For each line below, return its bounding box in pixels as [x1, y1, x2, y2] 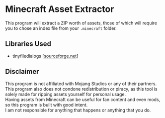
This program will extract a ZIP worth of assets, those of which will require [5, 20, 158, 26]
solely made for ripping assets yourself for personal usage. [5, 91, 126, 97]
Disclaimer [5, 67, 39, 76]
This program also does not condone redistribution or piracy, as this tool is [5, 86, 158, 92]
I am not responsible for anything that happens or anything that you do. [5, 107, 151, 113]
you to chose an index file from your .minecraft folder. [5, 25, 117, 31]
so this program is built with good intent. [5, 102, 88, 108]
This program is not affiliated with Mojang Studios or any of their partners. [5, 81, 157, 87]
